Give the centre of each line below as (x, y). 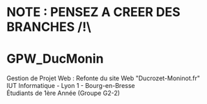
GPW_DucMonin (55, 59)
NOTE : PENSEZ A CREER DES (93, 12)
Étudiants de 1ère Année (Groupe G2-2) (63, 93)
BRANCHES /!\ (49, 27)
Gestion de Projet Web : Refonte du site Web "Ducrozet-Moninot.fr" (103, 78)
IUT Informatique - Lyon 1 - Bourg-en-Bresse (71, 86)
